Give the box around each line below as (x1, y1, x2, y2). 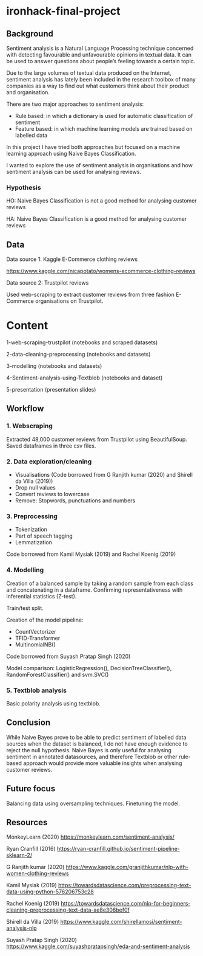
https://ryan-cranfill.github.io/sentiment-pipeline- (56, 845, 181, 853)
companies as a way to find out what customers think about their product (6, 82, 190, 89)
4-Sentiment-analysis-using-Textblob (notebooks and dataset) (6, 374, 163, 381)
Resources (6, 817, 48, 828)
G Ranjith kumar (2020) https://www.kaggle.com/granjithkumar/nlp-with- (6, 864, 189, 871)
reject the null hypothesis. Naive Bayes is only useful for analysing (6, 746, 171, 753)
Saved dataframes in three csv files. (6, 442, 96, 449)
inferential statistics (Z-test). (6, 592, 77, 600)
